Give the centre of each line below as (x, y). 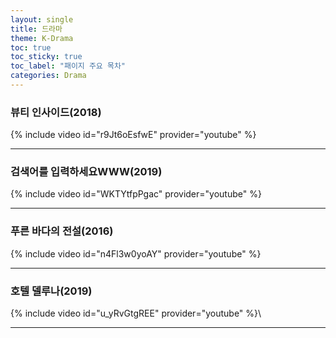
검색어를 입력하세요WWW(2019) (86, 172)
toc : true (31, 47)
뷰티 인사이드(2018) (56, 112)
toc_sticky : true (46, 57)
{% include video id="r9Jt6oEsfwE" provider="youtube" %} (133, 135)
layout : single (42, 19)
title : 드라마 (36, 29)
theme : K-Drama (42, 38)
